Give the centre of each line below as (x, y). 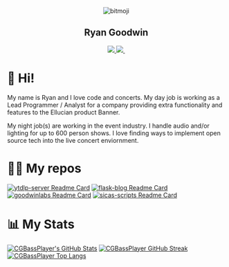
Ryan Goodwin (116, 33)
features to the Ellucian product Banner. (64, 112)
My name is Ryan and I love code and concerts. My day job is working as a (113, 97)
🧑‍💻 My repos (44, 168)
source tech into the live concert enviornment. (73, 140)
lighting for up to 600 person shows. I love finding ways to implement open (114, 133)
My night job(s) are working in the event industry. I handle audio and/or (108, 126)
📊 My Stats (41, 224)
